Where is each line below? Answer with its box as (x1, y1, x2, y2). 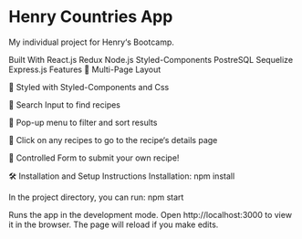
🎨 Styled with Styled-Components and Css (8, 81, 170, 92)
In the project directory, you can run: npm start (8, 192, 184, 203)
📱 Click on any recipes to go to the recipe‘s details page (8, 134, 218, 145)
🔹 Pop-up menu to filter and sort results (8, 117, 158, 128)
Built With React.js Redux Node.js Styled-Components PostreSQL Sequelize (8, 54, 294, 65)
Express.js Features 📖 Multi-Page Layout (8, 64, 161, 75)
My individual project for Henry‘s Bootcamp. (8, 36, 175, 47)
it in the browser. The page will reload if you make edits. (8, 219, 219, 230)
